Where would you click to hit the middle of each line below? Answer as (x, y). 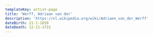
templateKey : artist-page (31, 9)
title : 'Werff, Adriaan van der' (39, 14)
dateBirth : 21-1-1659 (27, 23)
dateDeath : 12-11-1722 (28, 27)
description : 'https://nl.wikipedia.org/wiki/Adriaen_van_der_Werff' (77, 18)
